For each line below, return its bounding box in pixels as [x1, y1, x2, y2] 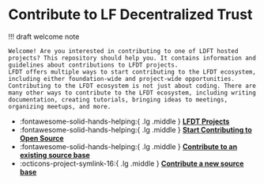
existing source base [19, 150, 91, 159]
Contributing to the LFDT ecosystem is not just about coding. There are [8, 82, 257, 90]
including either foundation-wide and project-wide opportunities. [8, 75, 236, 82]
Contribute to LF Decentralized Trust [8, 6, 253, 24]
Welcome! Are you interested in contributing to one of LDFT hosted [8, 47, 239, 55]
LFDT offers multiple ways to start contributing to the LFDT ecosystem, [8, 67, 257, 76]
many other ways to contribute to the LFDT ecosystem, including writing [8, 89, 257, 97]
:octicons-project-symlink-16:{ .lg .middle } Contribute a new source [19, 159, 244, 168]
